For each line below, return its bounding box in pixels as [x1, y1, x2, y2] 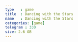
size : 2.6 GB [5, 29, 32, 34]
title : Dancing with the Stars [5, 12, 74, 16]
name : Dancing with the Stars [5, 16, 74, 21]
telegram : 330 [5, 25, 36, 30]
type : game [5, 7, 34, 12]
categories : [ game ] [5, 20, 45, 26]
